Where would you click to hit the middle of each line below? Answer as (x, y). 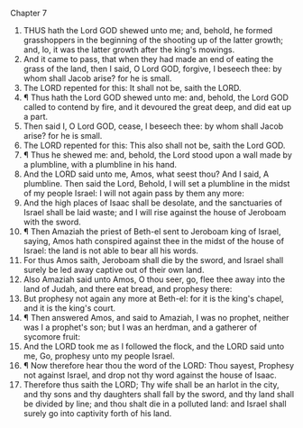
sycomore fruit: (51, 337)
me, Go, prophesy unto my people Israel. (99, 356)
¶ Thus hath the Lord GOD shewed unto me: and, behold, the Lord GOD (156, 97)
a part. (36, 117)
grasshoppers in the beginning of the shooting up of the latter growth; (153, 40)
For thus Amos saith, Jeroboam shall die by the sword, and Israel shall (153, 260)
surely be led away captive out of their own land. (114, 270)
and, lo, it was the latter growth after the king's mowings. (129, 50)
